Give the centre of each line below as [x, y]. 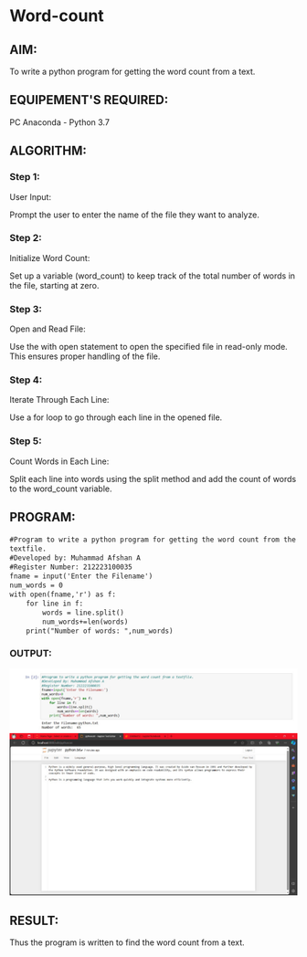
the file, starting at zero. [54, 285]
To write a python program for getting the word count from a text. [132, 71]
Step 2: [26, 238]
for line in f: [55, 604]
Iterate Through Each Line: [59, 400]
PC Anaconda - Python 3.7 [59, 122]
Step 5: [26, 441]
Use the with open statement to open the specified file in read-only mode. [148, 347]
